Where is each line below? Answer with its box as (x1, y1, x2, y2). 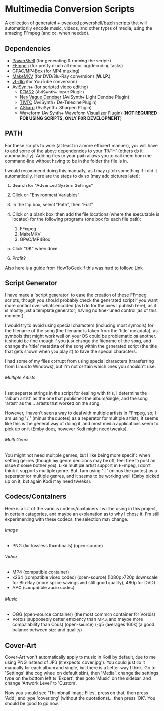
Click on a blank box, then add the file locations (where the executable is (12, 211, 160, 217)
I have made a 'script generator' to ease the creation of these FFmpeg (5, 292, 147, 298)
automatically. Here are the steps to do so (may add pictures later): (5, 173, 140, 179)
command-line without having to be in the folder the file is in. (5, 158, 129, 164)
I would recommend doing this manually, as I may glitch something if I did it (5, 167, 157, 173)
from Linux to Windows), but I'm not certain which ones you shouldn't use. (5, 363, 156, 370)
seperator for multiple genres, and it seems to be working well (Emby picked (5, 473, 160, 479)
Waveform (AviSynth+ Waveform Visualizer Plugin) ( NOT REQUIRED (19, 110, 157, 116)
